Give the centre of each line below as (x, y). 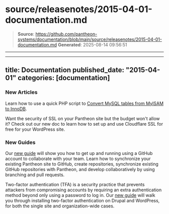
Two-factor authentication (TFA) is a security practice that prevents (75, 184)
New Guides (20, 142)
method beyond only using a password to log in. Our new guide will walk (80, 195)
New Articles (21, 92)
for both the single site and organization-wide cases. (60, 206)
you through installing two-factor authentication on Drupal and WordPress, (82, 200)
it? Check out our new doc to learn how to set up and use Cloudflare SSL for (84, 124)
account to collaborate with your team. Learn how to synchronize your (78, 158)
